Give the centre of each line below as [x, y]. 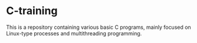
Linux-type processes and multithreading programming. [74, 33]
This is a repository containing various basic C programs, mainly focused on [99, 27]
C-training [32, 11]
